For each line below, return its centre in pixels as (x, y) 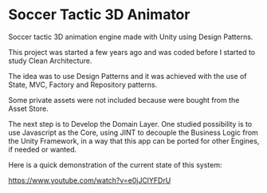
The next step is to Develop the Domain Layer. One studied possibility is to (130, 124)
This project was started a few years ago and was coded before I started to (132, 52)
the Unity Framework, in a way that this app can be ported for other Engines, (134, 140)
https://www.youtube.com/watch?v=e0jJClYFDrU (90, 180)
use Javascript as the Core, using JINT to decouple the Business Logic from (133, 132)
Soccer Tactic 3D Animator (99, 15)
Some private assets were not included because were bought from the (124, 100)
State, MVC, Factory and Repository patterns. (83, 85)
